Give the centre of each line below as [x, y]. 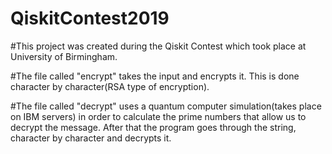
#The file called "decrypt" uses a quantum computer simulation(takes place [166, 106]
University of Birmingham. [64, 56]
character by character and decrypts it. [91, 138]
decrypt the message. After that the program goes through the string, [153, 127]
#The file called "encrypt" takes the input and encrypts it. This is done [155, 76]
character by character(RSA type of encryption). [110, 86]
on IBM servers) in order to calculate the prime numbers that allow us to [158, 116]
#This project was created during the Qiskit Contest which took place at [158, 46]
